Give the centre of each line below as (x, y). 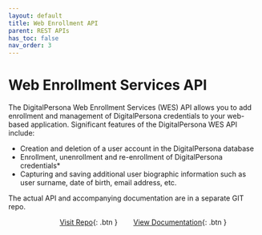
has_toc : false (34, 38)
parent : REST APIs (39, 30)
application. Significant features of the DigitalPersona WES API (134, 124)
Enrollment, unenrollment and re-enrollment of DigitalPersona (121, 157)
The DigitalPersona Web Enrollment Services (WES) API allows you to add (130, 107)
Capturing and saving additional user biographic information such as (133, 174)
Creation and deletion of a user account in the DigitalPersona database (137, 148)
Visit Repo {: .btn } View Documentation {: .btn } (143, 222)
